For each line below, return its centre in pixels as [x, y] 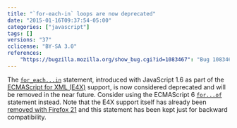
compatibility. [27, 117]
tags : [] [20, 33]
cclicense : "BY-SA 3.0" [42, 46]
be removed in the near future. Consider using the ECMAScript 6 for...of [115, 94]
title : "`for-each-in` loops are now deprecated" [82, 14]
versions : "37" [30, 40]
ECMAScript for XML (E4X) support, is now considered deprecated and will [116, 87]
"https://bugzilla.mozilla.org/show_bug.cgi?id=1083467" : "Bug [115, 60]
